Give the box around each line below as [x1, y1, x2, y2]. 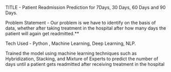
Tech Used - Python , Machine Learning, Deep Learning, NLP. [5, 40, 136, 46]
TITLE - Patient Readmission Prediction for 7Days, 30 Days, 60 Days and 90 [5, 5, 166, 10]
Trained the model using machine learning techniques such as [5, 51, 137, 56]
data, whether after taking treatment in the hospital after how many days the [5, 25, 166, 31]
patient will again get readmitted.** [5, 31, 80, 36]
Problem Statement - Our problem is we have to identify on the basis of [5, 20, 156, 26]
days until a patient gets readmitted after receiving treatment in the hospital [5, 61, 165, 67]
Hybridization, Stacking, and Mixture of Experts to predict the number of [5, 56, 158, 62]
